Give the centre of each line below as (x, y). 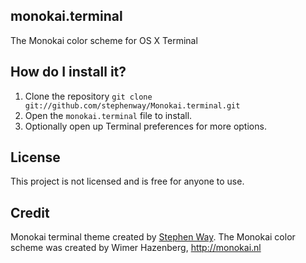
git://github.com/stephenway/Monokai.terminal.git (132, 105)
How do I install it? (68, 72)
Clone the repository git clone (88, 96)
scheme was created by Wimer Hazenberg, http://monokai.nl (136, 248)
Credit (30, 212)
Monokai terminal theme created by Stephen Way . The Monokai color (153, 237)
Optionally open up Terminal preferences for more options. (145, 126)
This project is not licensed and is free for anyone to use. (127, 181)
